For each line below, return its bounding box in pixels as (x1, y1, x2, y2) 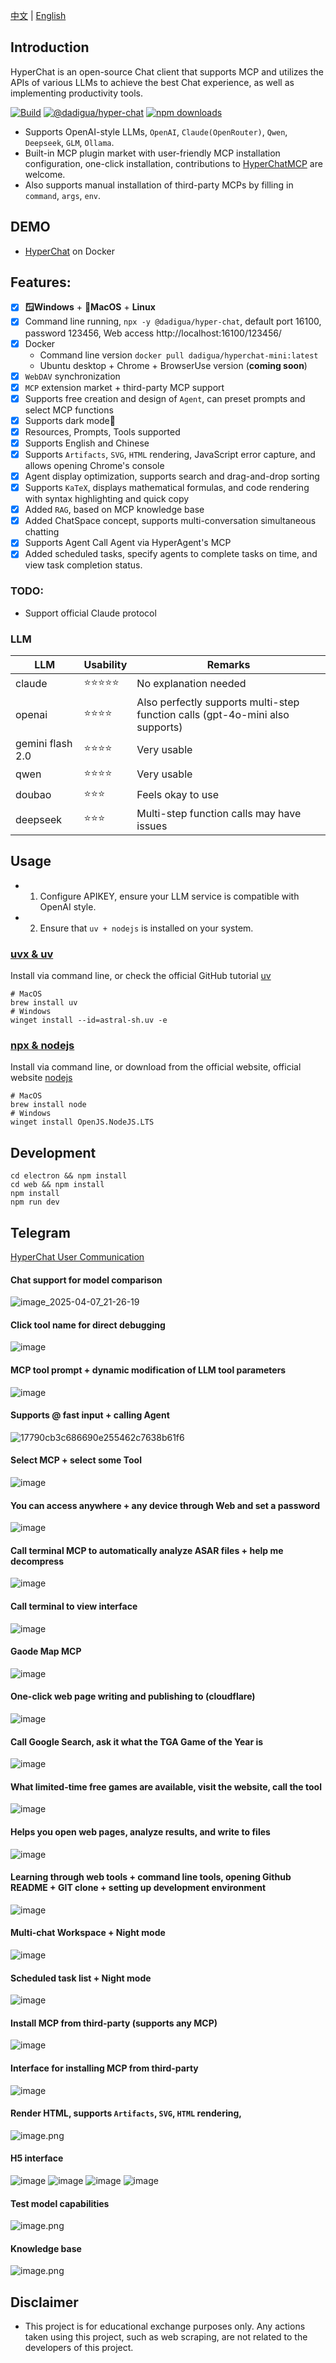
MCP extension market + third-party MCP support (24, 381, 225, 393)
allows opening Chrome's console (24, 460, 165, 471)
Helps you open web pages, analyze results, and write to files (10, 1826, 271, 1838)
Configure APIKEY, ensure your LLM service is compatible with (39, 890, 300, 902)
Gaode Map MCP (10, 1645, 82, 1658)
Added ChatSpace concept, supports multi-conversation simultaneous (24, 515, 317, 527)
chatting (24, 526, 60, 538)
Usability (83, 657, 128, 671)
